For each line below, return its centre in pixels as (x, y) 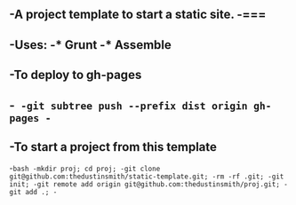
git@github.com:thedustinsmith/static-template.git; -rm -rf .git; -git (147, 177)
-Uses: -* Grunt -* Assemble (90, 45)
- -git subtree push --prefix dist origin (128, 105)
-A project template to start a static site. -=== (138, 15)
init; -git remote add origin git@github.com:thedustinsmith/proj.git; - (149, 185)
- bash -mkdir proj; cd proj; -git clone (85, 169)
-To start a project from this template (113, 147)
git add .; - (33, 193)
